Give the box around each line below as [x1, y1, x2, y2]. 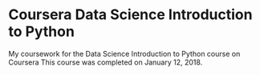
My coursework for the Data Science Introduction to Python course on [8, 49, 241, 58]
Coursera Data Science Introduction [8, 6, 253, 24]
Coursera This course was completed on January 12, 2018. [8, 57, 203, 67]
